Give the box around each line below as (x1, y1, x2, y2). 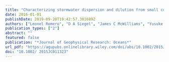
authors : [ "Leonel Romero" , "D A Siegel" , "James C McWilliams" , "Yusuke (5, 21, 163, 26)
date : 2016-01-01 (5, 12, 42, 17)
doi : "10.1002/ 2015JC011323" (5, 49, 69, 54)
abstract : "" (5, 30, 33, 35)
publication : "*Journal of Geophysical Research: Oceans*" (5, 40, 132, 45)
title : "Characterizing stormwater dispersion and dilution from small (5, 7, 158, 12)
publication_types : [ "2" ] (5, 26, 59, 31)
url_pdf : (5, 44, 24, 49)
